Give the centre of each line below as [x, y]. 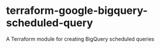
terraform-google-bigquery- [77, 11]
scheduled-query [50, 23]
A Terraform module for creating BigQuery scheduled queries [80, 39]
